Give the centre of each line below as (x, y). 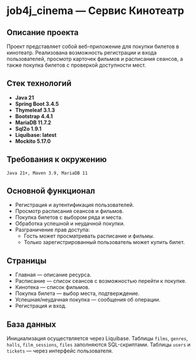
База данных (32, 324)
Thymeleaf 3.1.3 (35, 110)
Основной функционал (51, 191)
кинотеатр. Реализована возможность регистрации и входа (82, 53)
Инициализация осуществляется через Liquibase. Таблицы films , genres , (97, 338)
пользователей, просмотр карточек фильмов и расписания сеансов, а (95, 59)
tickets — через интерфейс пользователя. (60, 351)
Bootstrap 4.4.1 (34, 116)
